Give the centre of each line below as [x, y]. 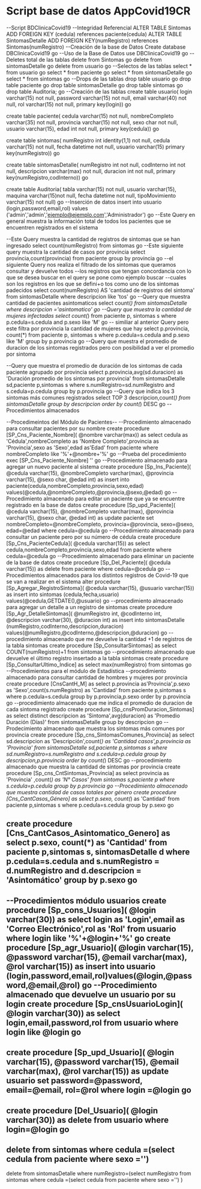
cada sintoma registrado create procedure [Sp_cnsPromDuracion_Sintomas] [100, 709]
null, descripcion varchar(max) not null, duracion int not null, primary [91, 171]
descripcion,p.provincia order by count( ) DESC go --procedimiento [89, 760]
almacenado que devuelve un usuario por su [91, 995]
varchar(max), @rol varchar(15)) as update [88, 1072]
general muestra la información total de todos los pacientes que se [89, 221]
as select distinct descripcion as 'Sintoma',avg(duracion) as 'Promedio [93, 716]
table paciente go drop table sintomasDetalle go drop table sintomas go [94, 85]
